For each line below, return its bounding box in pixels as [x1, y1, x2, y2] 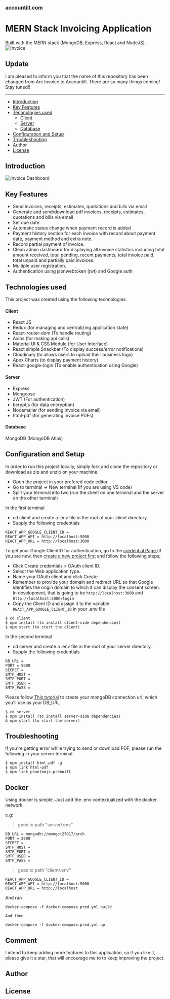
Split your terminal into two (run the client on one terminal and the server [12, 489, 164, 495]
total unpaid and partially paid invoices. [12, 257, 95, 263]
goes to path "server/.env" [17, 822, 73, 828]
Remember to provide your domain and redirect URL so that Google [12, 579, 153, 585]
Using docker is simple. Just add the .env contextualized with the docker [5, 796, 157, 803]
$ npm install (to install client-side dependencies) [5, 620, 121, 625]
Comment [5, 936, 37, 945]
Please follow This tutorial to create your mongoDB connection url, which [5, 694, 158, 700]
